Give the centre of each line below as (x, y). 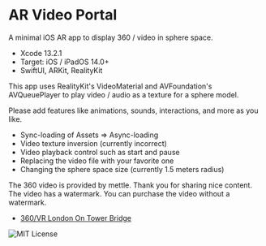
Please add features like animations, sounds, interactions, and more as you (133, 110)
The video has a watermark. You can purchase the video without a (119, 193)
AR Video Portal (63, 15)
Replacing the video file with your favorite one (97, 161)
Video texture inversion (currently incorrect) (94, 143)
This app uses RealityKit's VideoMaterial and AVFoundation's (110, 86)
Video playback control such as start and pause (100, 152)
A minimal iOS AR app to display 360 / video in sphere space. (111, 37)
